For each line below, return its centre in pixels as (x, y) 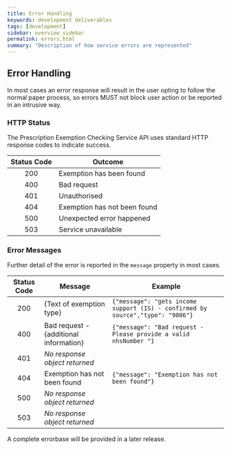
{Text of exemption (75, 304)
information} (64, 343)
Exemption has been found (102, 174)
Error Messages (34, 250)
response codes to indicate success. (59, 145)
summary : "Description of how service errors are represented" (100, 45)
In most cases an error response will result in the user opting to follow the (111, 90)
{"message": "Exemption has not (165, 375)
